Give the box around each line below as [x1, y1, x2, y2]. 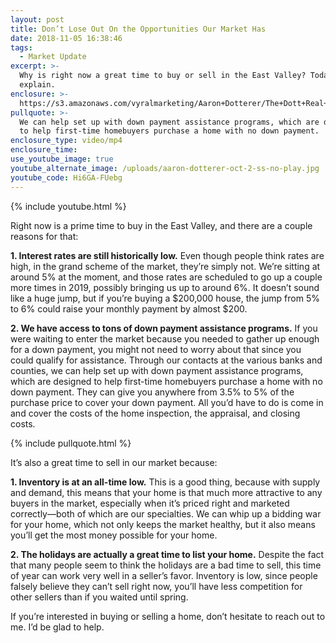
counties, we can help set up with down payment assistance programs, [10, 364, 304, 376]
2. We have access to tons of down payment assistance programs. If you [10, 322, 318, 334]
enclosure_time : [10, 145, 78, 155]
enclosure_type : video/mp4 [10, 136, 123, 146]
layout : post [10, 14, 65, 25]
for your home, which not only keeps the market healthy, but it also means [10, 518, 316, 530]
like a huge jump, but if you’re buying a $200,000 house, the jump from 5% [10, 292, 320, 304]
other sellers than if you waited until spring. [10, 591, 189, 603]
